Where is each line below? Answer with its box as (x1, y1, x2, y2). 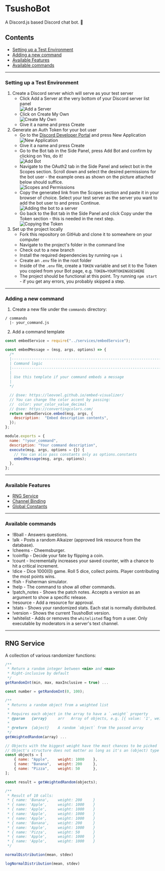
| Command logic (9, 361, 43, 366)
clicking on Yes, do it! (19, 153, 63, 159)
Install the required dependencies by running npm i (19, 252, 123, 258)
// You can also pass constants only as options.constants (14, 452, 137, 457)
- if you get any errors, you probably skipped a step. (19, 278, 125, 284)
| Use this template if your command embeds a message (9, 375, 124, 380)
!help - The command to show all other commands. (12, 584, 116, 590)
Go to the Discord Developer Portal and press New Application (19, 132, 146, 138)
